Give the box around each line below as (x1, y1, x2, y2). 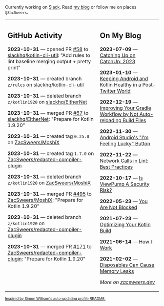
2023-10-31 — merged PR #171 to (7, 243, 92, 250)
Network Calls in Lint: (100, 157, 149, 164)
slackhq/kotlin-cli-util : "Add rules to (7, 51, 90, 58)
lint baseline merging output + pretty (7, 58, 91, 65)
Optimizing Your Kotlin (100, 221, 151, 228)
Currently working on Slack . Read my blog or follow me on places (5, 4, 137, 10)
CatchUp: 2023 (100, 58, 136, 65)
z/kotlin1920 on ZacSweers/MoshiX (7, 179, 91, 186)
